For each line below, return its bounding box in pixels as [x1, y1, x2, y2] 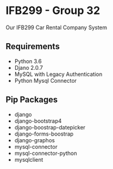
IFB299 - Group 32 [5, 4, 100, 18]
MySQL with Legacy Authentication [14, 71, 103, 78]
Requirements [5, 41, 60, 52]
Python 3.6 [14, 57, 42, 64]
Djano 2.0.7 [14, 64, 44, 71]
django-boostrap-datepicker [14, 123, 86, 131]
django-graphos [14, 136, 55, 143]
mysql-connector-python [14, 150, 77, 157]
